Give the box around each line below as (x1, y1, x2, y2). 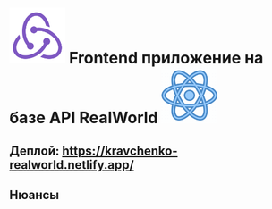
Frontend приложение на (68, 48, 264, 69)
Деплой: (9, 143, 60, 158)
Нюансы (9, 187, 60, 203)
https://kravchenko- (62, 143, 178, 158)
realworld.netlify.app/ (9, 157, 134, 172)
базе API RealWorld (9, 108, 158, 128)
